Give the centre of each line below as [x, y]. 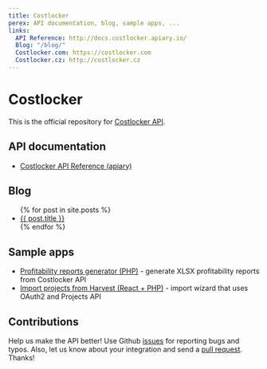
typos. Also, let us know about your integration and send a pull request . [126, 349]
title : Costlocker [39, 16]
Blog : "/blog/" [41, 45]
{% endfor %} [43, 227]
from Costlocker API [53, 280]
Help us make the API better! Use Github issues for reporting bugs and [124, 341]
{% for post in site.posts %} [65, 210]
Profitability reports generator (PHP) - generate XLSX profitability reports [139, 271]
